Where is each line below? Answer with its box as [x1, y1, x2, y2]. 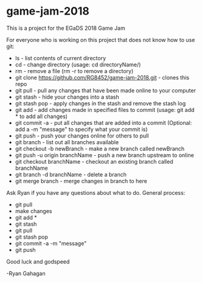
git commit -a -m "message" [15, 239, 87, 247]
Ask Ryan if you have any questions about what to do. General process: [6, 189, 186, 196]
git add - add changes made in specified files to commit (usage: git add [15, 106, 195, 113]
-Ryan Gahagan [6, 270, 46, 277]
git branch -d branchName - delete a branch [15, 170, 127, 178]
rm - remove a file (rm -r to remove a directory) [15, 67, 134, 74]
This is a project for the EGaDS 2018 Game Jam [6, 24, 126, 32]
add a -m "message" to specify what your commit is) [15, 125, 148, 133]
